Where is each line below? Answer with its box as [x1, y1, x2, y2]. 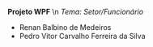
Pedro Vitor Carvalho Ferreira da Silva [19, 32, 146, 41]
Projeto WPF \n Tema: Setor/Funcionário [7, 7, 143, 16]
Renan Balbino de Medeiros [19, 23, 112, 32]
